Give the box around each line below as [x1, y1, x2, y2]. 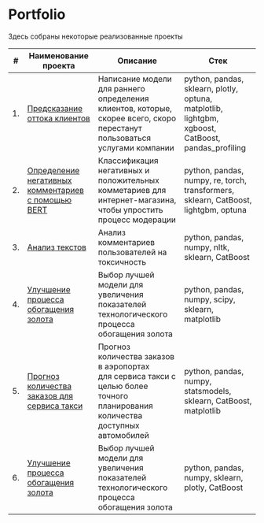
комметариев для [97, 184, 167, 195]
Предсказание [27, 102, 83, 113]
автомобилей [97, 429, 149, 440]
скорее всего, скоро [97, 113, 177, 124]
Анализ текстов [27, 242, 86, 253]
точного [97, 390, 129, 401]
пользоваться [97, 132, 152, 143]
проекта [42, 60, 75, 71]
